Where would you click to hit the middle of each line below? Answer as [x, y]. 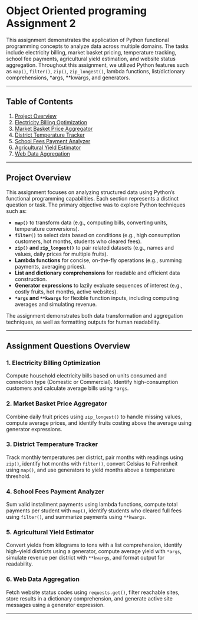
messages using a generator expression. [55, 605]
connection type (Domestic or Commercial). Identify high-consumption [92, 382]
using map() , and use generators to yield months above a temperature [90, 470]
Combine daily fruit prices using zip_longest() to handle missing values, [94, 416]
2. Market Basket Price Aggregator [57, 403]
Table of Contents [40, 102]
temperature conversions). [47, 228]
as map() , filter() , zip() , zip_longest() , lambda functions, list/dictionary [95, 71]
